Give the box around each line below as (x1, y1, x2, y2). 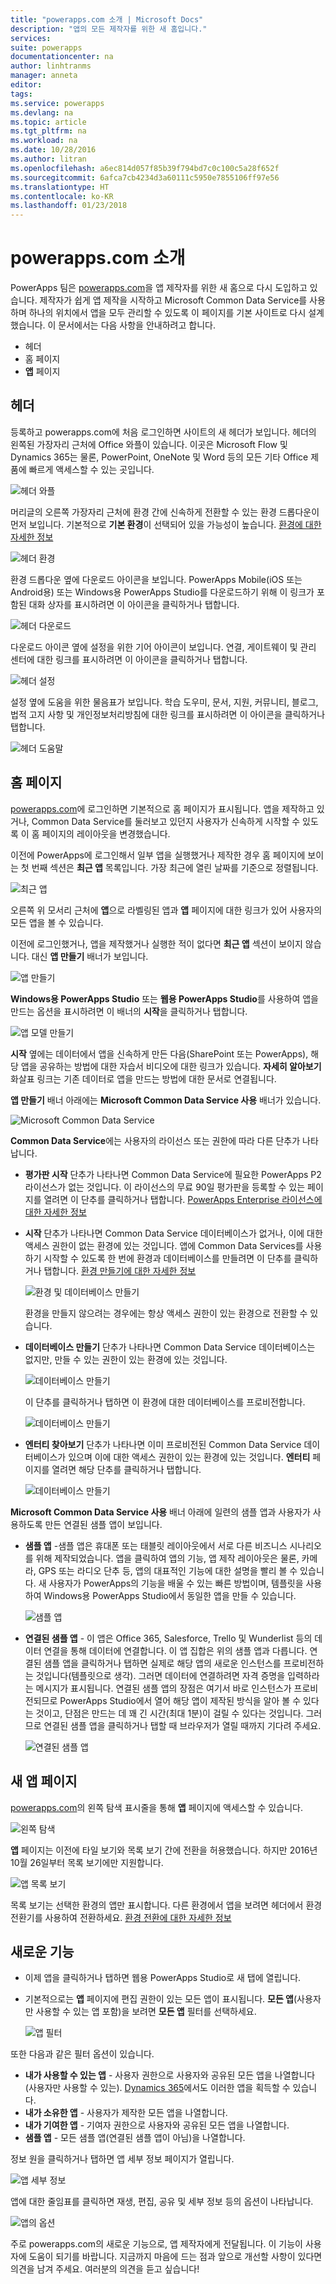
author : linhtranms (10, 61, 92, 71)
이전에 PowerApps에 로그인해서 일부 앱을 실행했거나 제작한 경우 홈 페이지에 (10, 849, 306, 861)
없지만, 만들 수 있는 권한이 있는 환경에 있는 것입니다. (24, 1353, 228, 1365)
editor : (10, 80, 43, 90)
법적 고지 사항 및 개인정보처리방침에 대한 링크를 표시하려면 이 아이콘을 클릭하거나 (10, 708, 326, 720)
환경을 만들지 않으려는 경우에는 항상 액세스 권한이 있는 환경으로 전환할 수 (24, 1307, 308, 1319)
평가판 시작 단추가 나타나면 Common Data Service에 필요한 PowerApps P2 (24, 1168, 322, 1180)
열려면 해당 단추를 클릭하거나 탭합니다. (51, 1463, 202, 1475)
